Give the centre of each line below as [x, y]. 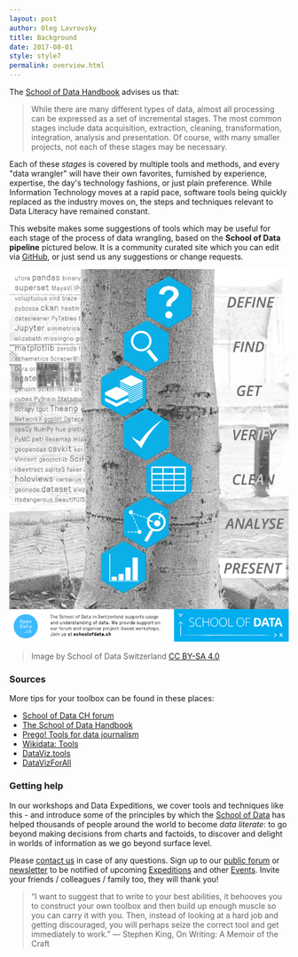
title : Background [43, 37]
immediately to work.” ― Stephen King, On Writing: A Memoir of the [155, 934]
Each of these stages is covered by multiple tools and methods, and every [145, 164]
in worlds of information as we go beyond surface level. [111, 842]
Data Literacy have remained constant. [80, 211]
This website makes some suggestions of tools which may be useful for [140, 228]
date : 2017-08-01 [41, 47]
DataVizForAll [47, 763]
